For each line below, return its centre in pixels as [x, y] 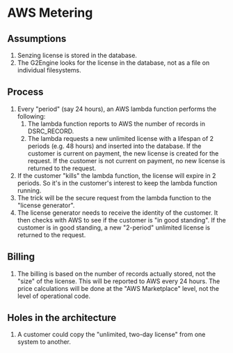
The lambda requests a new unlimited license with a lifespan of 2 [121, 138]
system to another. [44, 342]
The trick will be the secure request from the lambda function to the [114, 197]
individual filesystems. [49, 70]
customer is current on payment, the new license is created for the [123, 153]
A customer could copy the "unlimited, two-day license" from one [111, 335]
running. [29, 190]
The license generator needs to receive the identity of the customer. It [118, 212]
